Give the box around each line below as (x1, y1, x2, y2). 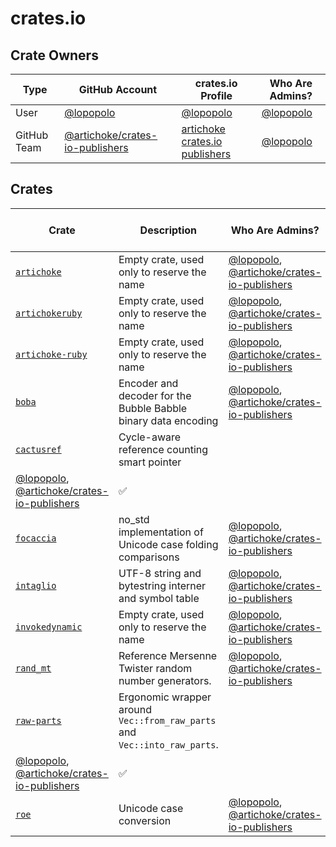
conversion (118, 813, 172, 827)
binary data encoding (118, 413, 219, 427)
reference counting (118, 442, 209, 456)
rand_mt (15, 662, 52, 674)
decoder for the (118, 388, 192, 402)
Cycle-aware (118, 430, 182, 444)
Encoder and (118, 376, 179, 390)
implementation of (118, 525, 204, 539)
